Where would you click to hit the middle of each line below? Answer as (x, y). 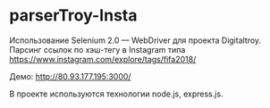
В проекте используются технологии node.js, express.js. (116, 94)
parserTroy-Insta (73, 16)
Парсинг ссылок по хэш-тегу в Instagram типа (97, 49)
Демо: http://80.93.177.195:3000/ (70, 76)
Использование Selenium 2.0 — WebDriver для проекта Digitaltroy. (135, 40)
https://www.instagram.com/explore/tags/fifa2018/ (103, 59)
